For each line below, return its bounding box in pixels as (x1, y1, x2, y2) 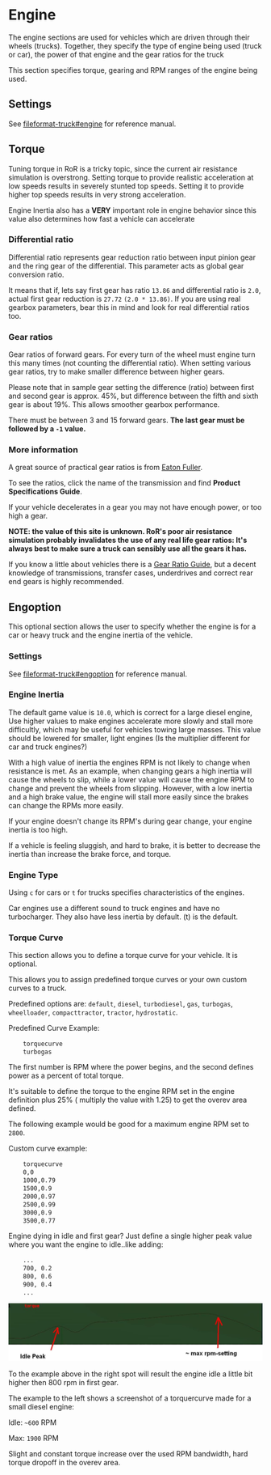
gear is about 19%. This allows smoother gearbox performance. (8, 400, 220, 409)
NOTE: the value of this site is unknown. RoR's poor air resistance (8, 527, 232, 536)
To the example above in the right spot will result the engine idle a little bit (8, 1369, 253, 1379)
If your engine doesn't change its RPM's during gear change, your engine (8, 816, 252, 826)
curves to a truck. (8, 983, 67, 993)
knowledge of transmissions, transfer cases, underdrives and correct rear (8, 568, 254, 578)
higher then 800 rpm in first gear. (8, 1378, 119, 1388)
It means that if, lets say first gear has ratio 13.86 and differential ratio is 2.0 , (8, 285, 261, 295)
